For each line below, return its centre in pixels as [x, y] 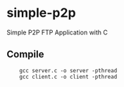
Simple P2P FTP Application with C [57, 32]
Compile [25, 54]
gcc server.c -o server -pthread [68, 71]
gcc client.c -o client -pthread [68, 76]
